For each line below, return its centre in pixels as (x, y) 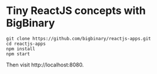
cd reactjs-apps (26, 44)
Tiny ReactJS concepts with (76, 11)
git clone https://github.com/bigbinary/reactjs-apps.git (78, 38)
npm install (21, 49)
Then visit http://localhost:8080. (45, 65)
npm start (18, 54)
